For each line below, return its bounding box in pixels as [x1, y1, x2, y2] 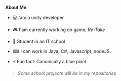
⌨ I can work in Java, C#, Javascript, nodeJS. [12, 48, 111, 54]
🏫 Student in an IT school [12, 38, 65, 44]
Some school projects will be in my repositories [17, 70, 116, 76]
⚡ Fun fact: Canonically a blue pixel [12, 59, 86, 64]
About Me [5, 5, 27, 10]
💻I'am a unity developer [12, 15, 64, 20]
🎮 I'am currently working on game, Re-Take [12, 26, 105, 33]
